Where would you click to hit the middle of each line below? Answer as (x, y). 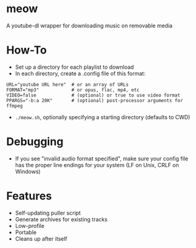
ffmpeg (15, 106)
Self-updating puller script (48, 213)
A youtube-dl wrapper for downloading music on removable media (90, 26)
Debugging (35, 142)
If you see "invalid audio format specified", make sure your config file (102, 158)
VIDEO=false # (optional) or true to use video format (93, 95)
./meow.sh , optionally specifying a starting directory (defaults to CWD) (103, 117)
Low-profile (29, 226)
